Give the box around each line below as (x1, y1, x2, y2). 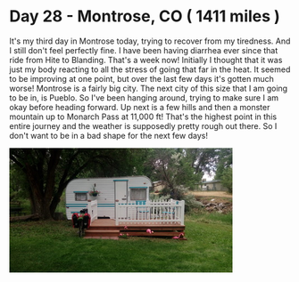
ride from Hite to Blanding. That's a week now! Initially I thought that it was (9, 54, 283, 65)
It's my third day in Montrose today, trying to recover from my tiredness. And (9, 36, 291, 46)
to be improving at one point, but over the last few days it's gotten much (9, 73, 274, 84)
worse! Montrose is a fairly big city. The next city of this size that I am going (9, 83, 288, 93)
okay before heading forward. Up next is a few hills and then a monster (9, 101, 270, 112)
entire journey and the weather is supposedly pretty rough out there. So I (9, 120, 278, 131)
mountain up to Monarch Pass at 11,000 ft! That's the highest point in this (9, 111, 278, 122)
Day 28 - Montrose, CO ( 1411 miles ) (9, 6, 281, 27)
